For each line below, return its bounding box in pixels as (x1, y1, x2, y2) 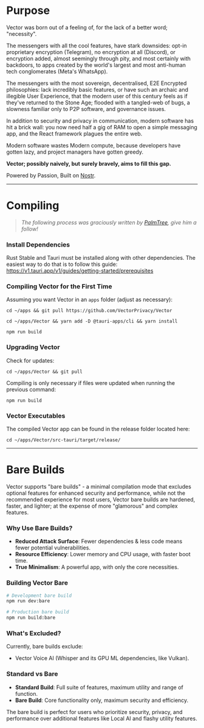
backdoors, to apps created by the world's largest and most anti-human (6, 61, 186, 69)
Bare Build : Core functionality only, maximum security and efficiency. (15, 696, 189, 704)
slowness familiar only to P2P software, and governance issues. (6, 105, 166, 112)
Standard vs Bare (6, 670, 58, 678)
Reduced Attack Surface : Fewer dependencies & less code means (15, 538, 183, 545)
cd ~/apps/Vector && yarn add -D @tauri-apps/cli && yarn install (6, 318, 178, 325)
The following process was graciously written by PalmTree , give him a (21, 219, 197, 226)
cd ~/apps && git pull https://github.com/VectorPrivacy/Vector (6, 308, 172, 314)
